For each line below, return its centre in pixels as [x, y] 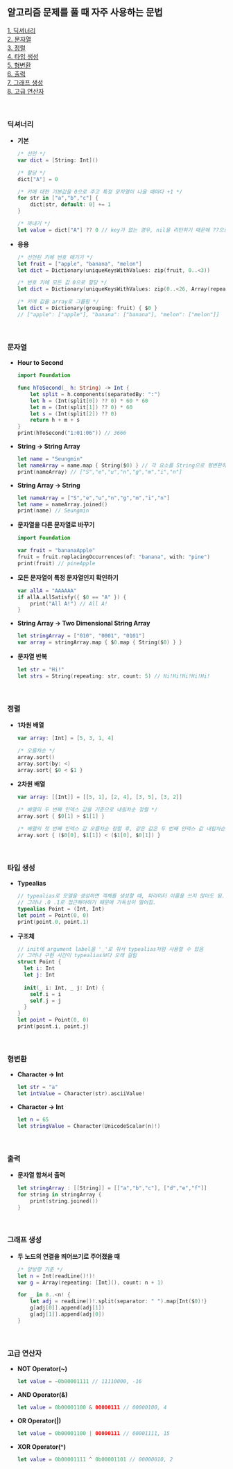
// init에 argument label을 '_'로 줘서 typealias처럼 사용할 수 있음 [110, 949]
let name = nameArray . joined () [62, 504]
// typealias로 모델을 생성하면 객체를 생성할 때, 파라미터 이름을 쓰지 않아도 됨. [121, 896]
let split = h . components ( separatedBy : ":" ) [95, 394]
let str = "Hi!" [41, 670]
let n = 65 [33, 1119]
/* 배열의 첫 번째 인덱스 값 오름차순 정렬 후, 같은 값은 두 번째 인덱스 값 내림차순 [121, 829]
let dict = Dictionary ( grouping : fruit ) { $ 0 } [87, 308]
